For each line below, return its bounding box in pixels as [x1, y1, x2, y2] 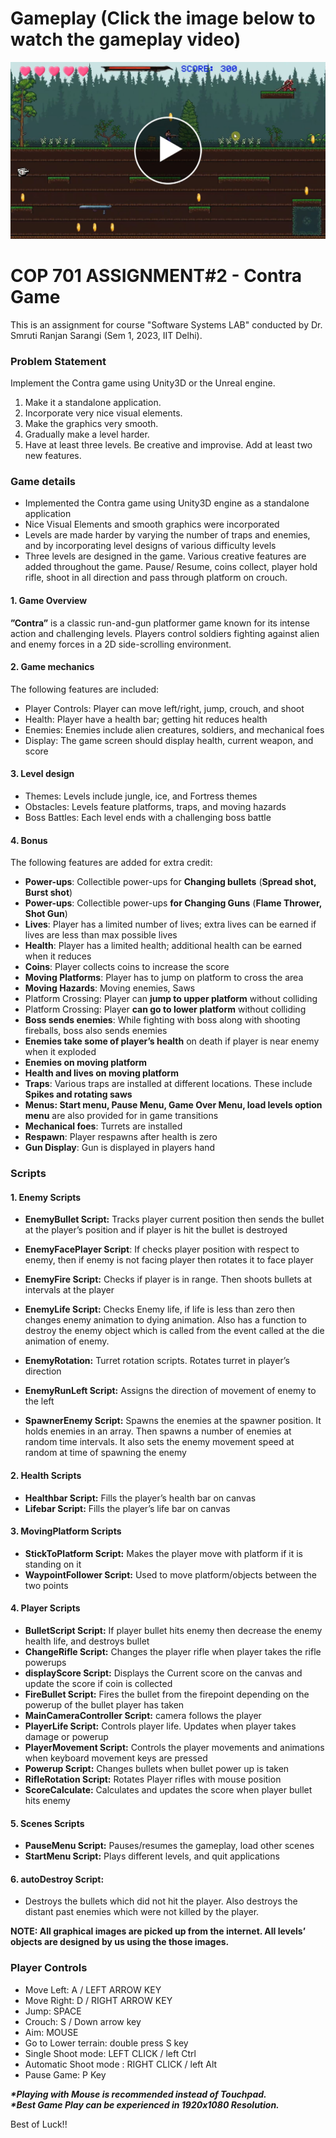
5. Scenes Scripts [10, 1817, 85, 1829]
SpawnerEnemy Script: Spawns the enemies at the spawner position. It [24, 1415, 322, 1427]
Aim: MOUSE [24, 2026, 79, 2038]
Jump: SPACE [24, 2005, 82, 2017]
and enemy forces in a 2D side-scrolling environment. [10, 638, 232, 650]
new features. [24, 450, 82, 462]
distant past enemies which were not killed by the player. [24, 1906, 260, 1918]
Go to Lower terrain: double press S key [24, 2037, 189, 2049]
